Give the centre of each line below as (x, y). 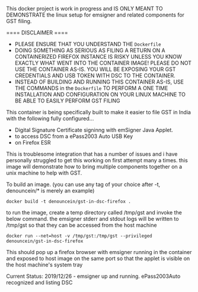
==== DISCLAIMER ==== (37, 33)
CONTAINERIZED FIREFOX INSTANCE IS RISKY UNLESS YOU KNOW (98, 57)
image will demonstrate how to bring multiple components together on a (94, 166)
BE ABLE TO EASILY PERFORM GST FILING (67, 101)
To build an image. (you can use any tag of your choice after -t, (83, 184)
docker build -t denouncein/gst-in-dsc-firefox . (69, 201)
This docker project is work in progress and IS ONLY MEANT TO (84, 9)
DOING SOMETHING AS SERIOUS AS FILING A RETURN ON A (90, 50)
